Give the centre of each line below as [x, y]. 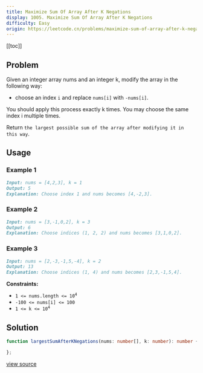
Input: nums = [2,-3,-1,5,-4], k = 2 [54, 261]
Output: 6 [19, 227]
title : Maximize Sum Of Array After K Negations [69, 12]
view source [21, 364]
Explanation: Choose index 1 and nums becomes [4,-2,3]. [79, 194]
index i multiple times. [33, 116]
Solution [22, 327]
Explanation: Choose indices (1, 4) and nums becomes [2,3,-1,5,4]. [94, 273]
